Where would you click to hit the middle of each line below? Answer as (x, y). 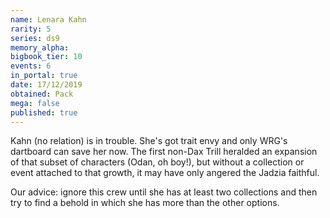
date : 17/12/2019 (46, 85)
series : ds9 (35, 38)
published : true (44, 112)
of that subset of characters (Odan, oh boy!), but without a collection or (157, 162)
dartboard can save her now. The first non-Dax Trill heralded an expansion (164, 152)
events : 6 (31, 66)
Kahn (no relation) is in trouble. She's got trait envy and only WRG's (149, 141)
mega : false (35, 103)
